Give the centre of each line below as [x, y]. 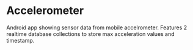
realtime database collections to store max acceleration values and [91, 34]
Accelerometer [45, 11]
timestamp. [20, 40]
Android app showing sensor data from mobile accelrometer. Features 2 [97, 27]
